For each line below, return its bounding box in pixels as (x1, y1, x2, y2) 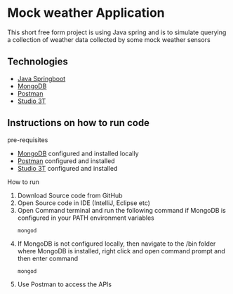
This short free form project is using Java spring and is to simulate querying (7, 28, 227, 36)
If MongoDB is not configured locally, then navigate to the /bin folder (17, 239, 216, 248)
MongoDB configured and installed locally (17, 149, 139, 157)
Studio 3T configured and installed (17, 164, 118, 172)
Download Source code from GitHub (17, 191, 123, 199)
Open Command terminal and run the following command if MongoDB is (17, 206, 226, 214)
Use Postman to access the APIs (17, 280, 112, 288)
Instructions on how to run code (7, 117, 149, 129)
